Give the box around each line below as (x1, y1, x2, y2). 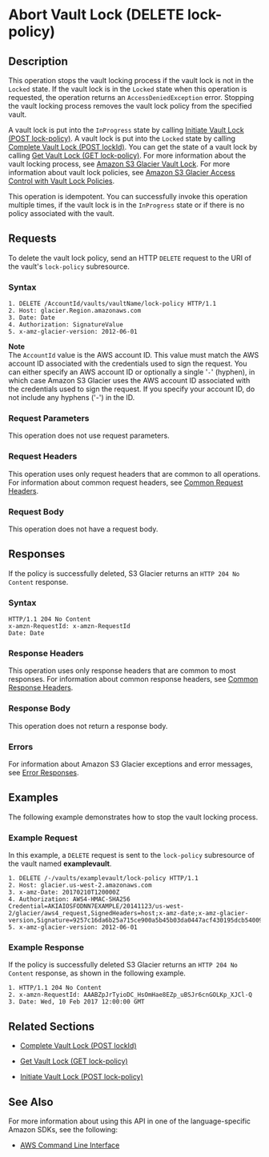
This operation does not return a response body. (8, 721, 168, 731)
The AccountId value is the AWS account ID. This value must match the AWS (8, 350, 259, 360)
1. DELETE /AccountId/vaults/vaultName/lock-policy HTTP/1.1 (8, 300, 217, 308)
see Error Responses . (8, 768, 79, 777)
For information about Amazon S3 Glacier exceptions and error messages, (8, 759, 253, 769)
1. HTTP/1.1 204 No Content (8, 984, 102, 992)
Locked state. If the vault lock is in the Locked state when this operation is (8, 84, 247, 94)
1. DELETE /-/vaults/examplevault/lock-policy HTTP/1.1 (8, 875, 199, 883)
